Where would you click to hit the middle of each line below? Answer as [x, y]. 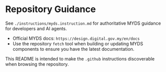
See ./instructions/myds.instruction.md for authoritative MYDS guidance [83, 23]
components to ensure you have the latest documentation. [73, 49]
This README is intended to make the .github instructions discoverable [80, 58]
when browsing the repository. [37, 64]
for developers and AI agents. [36, 28]
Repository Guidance [51, 9]
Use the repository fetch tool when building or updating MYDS [78, 43]
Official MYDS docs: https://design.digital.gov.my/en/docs [76, 38]
